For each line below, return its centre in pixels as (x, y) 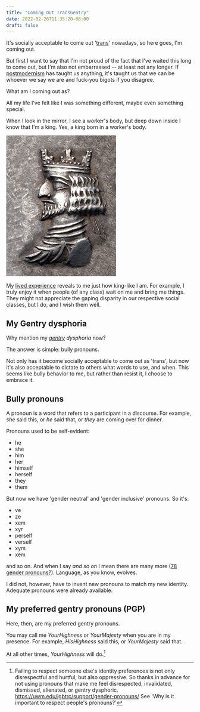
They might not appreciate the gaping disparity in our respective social (93, 298)
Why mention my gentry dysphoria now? (56, 338)
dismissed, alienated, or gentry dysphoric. (66, 690)
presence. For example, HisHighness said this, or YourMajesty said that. (94, 641)
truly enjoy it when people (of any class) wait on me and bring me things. (96, 292)
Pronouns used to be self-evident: (48, 431)
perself (24, 535)
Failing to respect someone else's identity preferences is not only (95, 671)
